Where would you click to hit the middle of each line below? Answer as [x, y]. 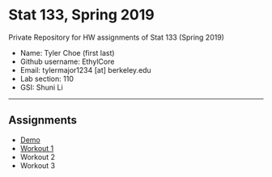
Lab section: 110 [47, 78]
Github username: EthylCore [67, 61]
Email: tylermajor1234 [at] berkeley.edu [85, 70]
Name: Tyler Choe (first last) [67, 53]
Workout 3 [37, 165]
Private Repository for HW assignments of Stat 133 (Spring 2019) [117, 37]
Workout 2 [37, 157]
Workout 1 [37, 148]
